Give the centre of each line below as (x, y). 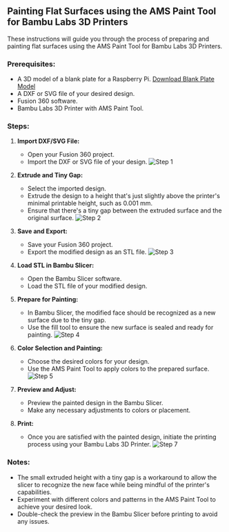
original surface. (51, 218)
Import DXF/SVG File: (48, 141)
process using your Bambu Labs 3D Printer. (89, 444)
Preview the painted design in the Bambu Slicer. (95, 403)
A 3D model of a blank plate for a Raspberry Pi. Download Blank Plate (116, 79)
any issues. (33, 521)
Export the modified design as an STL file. (87, 252)
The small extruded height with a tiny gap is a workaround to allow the (117, 477)
